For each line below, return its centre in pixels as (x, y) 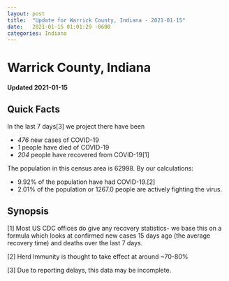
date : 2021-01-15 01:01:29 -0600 (59, 27)
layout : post (26, 14)
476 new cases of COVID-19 (58, 140)
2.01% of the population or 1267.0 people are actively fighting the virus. (119, 189)
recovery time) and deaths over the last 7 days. (75, 243)
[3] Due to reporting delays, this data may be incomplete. (89, 270)
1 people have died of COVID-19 (63, 147)
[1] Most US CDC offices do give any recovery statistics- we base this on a (114, 228)
